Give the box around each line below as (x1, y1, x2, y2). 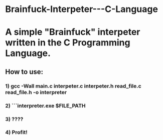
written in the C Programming (5, 37, 130, 48)
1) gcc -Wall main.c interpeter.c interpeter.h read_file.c (5, 82, 141, 89)
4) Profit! (5, 129, 28, 136)
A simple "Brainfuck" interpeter (5, 26, 140, 38)
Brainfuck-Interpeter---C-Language (5, 3, 158, 15)
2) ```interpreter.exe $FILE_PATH (5, 102, 86, 109)
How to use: (5, 67, 44, 76)
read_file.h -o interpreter (5, 88, 67, 95)
